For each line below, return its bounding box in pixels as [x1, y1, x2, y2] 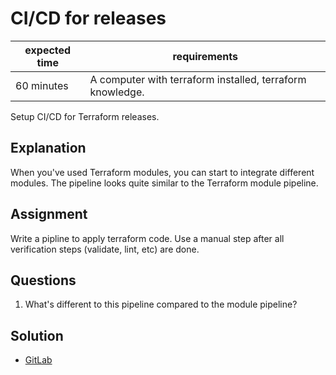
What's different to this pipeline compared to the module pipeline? [24, 298, 298, 311]
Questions [10, 272, 77, 289]
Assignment [10, 206, 88, 223]
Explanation [10, 140, 87, 157]
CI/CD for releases [10, 7, 167, 30]
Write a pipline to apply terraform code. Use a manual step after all [10, 232, 285, 244]
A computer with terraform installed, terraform [89, 72, 307, 86]
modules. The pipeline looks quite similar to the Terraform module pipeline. [10, 177, 319, 189]
